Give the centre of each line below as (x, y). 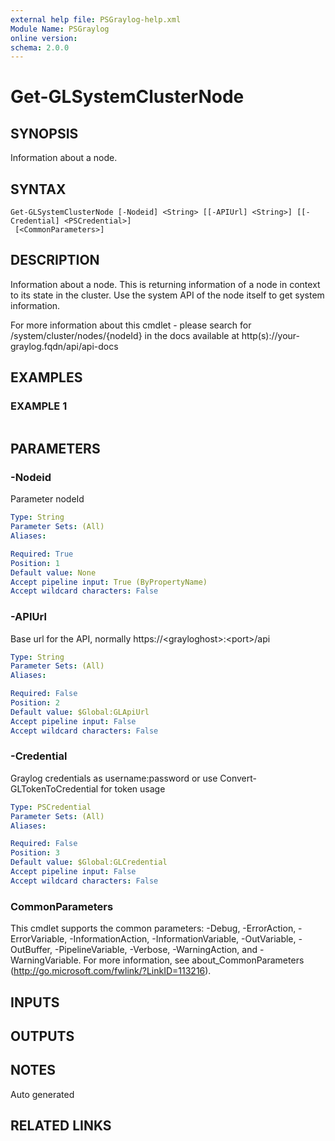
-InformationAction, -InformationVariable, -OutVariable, (183, 939)
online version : (44, 38)
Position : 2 (35, 703)
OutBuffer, (31, 950)
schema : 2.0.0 (40, 47)
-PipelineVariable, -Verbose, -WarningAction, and (156, 950)
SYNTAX (38, 189)
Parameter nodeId (47, 499)
